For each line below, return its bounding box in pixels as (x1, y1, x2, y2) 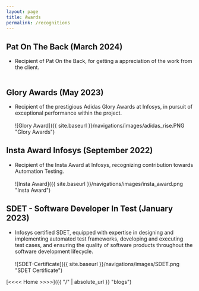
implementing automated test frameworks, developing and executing (14, 235, 184, 242)
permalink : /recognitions (6, 20, 70, 26)
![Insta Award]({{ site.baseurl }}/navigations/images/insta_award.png (14, 180, 183, 187)
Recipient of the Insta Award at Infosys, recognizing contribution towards (14, 161, 194, 168)
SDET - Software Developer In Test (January (6, 204, 173, 214)
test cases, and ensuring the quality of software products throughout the (14, 241, 193, 248)
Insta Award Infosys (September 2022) (6, 145, 153, 156)
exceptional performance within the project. (14, 109, 122, 116)
